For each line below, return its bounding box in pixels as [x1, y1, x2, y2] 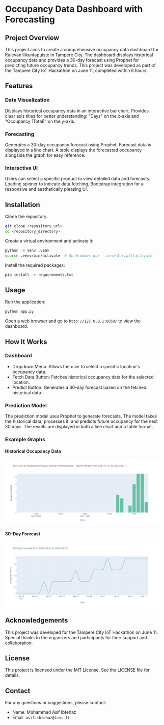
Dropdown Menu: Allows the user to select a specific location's [12, 363, 140, 369]
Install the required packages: [5, 262, 65, 268]
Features [5, 82, 33, 90]
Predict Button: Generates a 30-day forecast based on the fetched [12, 384, 147, 390]
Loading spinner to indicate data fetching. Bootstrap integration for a [5, 181, 144, 187]
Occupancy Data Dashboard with [5, 3, 143, 15]
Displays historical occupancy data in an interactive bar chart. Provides [5, 107, 149, 114]
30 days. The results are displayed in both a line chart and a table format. [5, 424, 153, 430]
